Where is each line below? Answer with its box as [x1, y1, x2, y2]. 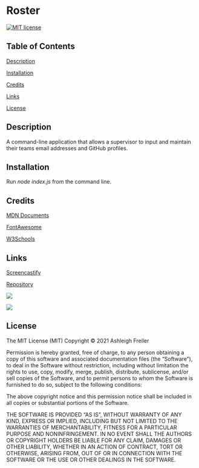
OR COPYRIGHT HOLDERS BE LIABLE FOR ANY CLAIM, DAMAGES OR [6, 436, 181, 444]
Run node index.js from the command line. [6, 178, 112, 186]
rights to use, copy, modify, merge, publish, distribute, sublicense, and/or [6, 368, 189, 375]
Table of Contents [6, 41, 76, 52]
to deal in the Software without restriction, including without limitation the [6, 361, 189, 369]
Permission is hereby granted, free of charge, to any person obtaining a [6, 349, 184, 356]
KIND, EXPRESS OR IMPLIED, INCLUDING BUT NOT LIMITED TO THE [6, 417, 178, 424]
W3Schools [6, 235, 35, 242]
